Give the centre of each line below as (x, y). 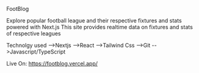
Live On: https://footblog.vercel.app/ (52, 64)
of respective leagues (34, 33)
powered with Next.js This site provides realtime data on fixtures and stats (100, 27)
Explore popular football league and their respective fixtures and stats (94, 20)
